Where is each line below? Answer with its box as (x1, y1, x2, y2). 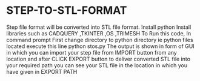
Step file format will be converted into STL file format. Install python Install (6, 23, 192, 31)
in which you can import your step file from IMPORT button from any (6, 49, 177, 56)
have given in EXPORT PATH (6, 68, 78, 75)
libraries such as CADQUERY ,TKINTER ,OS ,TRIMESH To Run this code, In (6, 29, 192, 37)
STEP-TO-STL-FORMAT (6, 4, 127, 17)
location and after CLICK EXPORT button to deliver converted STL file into (6, 55, 191, 62)
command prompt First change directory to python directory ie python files (6, 36, 193, 43)
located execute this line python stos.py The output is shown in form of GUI (6, 43, 195, 50)
